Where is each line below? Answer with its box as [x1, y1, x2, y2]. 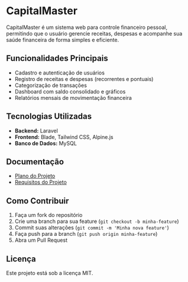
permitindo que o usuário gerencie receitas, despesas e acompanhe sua [6, 30, 183, 37]
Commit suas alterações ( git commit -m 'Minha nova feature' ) [14, 224, 170, 231]
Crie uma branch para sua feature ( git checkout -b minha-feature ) [14, 218, 179, 225]
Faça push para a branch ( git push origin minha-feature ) [14, 231, 158, 238]
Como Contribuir [6, 196, 69, 206]
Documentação [6, 157, 64, 167]
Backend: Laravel [14, 127, 58, 134]
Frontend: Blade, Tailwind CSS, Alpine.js [14, 133, 114, 140]
